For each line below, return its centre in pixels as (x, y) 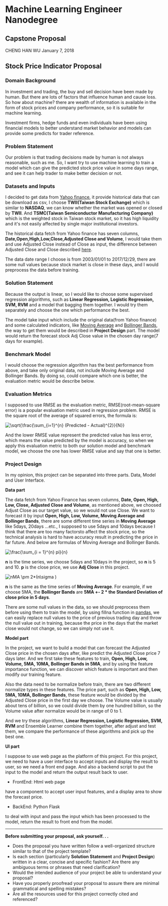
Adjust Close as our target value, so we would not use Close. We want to (80, 510)
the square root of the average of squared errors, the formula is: (71, 416)
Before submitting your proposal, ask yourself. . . (57, 836)
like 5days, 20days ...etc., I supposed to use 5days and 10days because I (80, 526)
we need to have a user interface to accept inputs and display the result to (82, 761)
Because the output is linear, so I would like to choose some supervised (79, 294)
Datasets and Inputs (30, 186)
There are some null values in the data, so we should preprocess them (77, 607)
